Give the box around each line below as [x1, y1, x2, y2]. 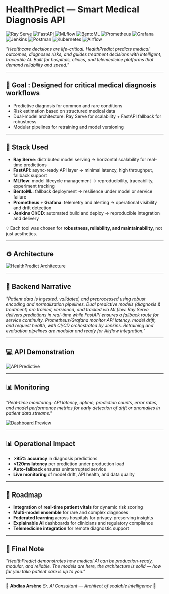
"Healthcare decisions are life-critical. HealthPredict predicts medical [6, 46, 150, 52]
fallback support [13, 172, 47, 178]
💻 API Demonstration [6, 348, 75, 356]
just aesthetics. [6, 230, 37, 237]
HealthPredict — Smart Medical [6, 4, 140, 15]
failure [13, 193, 27, 200]
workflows [6, 89, 40, 97]
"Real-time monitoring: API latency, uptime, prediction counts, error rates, [6, 399, 158, 405]
